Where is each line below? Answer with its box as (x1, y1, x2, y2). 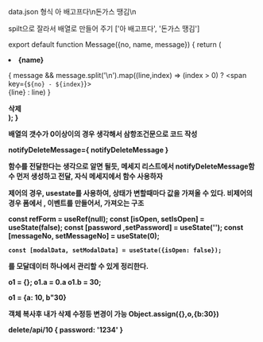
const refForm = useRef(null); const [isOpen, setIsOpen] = (8, 214, 205, 223)
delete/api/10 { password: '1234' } (8, 325, 123, 334)
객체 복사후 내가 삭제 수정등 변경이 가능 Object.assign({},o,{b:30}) (8, 309, 220, 318)
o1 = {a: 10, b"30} (8, 293, 67, 302)
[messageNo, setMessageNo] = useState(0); (8, 231, 161, 240)
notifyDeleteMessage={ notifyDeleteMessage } (8, 146, 169, 154)
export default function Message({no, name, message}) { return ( (8, 40, 222, 49)
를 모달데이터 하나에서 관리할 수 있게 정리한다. (8, 262, 149, 270)
